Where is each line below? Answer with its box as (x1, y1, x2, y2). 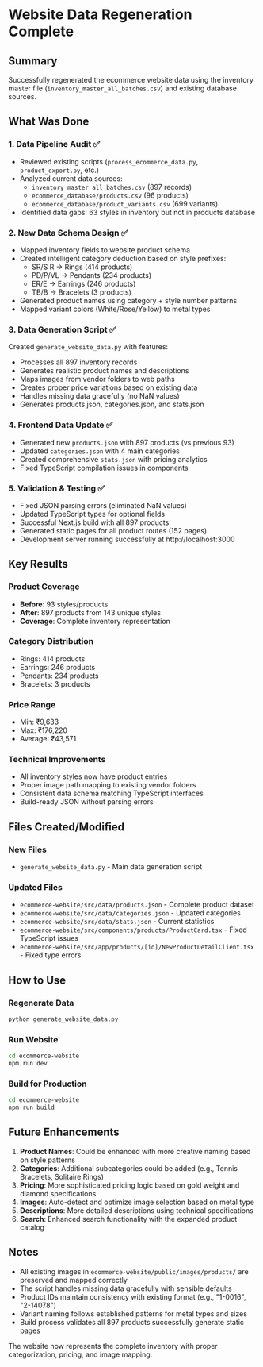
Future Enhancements (8, 1126, 120, 1139)
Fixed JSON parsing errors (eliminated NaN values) (19, 500, 188, 510)
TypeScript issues (19, 934, 79, 943)
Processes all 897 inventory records (19, 357, 138, 367)
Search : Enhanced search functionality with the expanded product (19, 1214, 238, 1223)
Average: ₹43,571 (19, 734, 77, 744)
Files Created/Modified (8, 820, 125, 834)
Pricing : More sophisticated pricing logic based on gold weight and (19, 1180, 240, 1190)
